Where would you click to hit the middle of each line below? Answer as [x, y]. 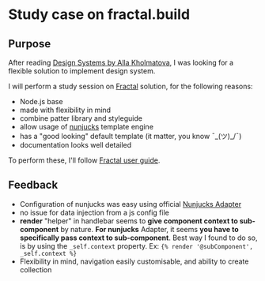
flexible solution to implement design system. [82, 71]
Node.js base [41, 101]
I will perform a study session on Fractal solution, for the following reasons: [131, 86]
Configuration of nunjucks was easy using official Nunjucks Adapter [131, 204]
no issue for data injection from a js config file [95, 212]
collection [36, 269]
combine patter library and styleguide [81, 118]
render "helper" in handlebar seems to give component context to [129, 221]
